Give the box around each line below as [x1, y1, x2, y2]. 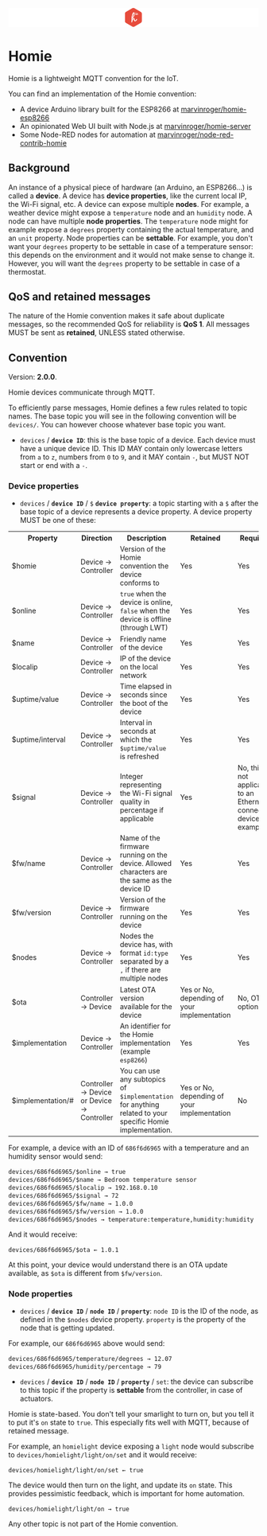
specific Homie [119, 1117, 169, 1126]
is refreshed [119, 752, 160, 762]
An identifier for [119, 1021, 171, 1031]
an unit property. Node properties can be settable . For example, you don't [8, 233, 253, 243]
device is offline [119, 614, 172, 624]
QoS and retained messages [8, 290, 151, 303]
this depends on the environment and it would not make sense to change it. [8, 250, 255, 259]
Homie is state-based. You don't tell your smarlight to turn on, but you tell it [8, 1409, 254, 1419]
